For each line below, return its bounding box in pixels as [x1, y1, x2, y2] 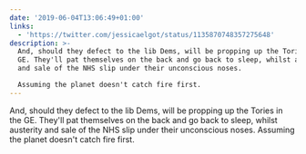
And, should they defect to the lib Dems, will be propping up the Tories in [9, 105, 283, 116]
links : [9, 22, 35, 31]
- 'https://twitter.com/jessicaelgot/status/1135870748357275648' [17, 30, 275, 39]
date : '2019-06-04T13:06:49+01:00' [9, 13, 145, 23]
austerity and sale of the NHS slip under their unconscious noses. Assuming [9, 124, 295, 135]
